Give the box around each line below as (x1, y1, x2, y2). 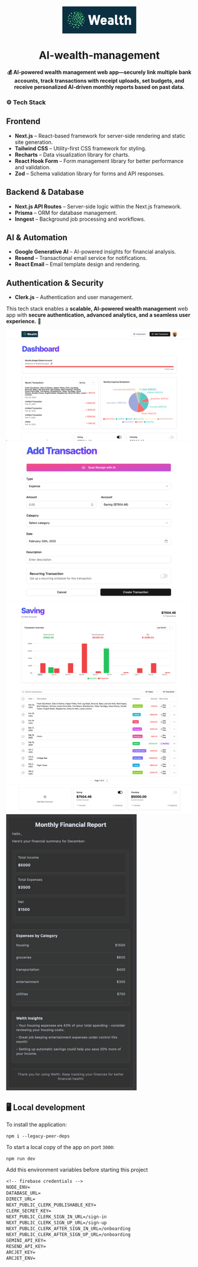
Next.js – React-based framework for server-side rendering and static (14, 132, 186, 139)
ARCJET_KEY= (6, 1249, 35, 1256)
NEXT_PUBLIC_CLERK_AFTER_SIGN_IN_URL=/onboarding (6, 1226, 131, 1232)
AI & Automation (6, 232, 68, 242)
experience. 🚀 (6, 318, 41, 325)
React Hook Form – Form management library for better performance (14, 157, 184, 165)
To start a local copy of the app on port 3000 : (6, 1144, 115, 1151)
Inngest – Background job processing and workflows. (14, 216, 146, 223)
